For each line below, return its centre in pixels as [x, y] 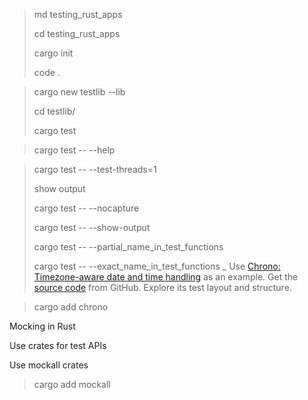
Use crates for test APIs [58, 345]
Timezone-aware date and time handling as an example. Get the [166, 277]
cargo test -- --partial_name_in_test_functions [128, 247]
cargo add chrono [71, 307]
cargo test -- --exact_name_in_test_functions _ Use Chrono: [157, 266]
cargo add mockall [72, 384]
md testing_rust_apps [78, 14]
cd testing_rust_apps [77, 33]
